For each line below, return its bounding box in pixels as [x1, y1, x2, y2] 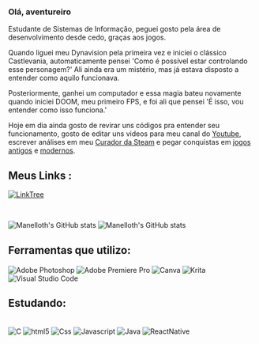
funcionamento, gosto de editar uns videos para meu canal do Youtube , [8, 129, 242, 138]
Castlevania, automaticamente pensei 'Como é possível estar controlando [8, 56, 248, 66]
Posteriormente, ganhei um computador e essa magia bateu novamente [8, 89, 242, 98]
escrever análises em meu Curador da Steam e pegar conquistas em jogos [8, 138, 251, 147]
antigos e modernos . [8, 146, 76, 156]
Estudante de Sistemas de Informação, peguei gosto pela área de [8, 25, 221, 34]
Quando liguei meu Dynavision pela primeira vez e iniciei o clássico [8, 48, 227, 58]
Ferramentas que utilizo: [8, 244, 131, 257]
